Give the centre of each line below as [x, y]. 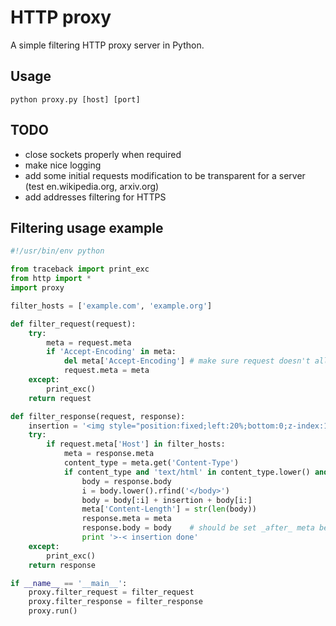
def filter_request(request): [73, 324]
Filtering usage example [87, 227]
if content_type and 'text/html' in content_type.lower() [187, 472]
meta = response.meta [109, 454]
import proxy [37, 288]
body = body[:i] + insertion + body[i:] [167, 500]
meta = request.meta [89, 342]
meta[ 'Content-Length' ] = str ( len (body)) [169, 509]
